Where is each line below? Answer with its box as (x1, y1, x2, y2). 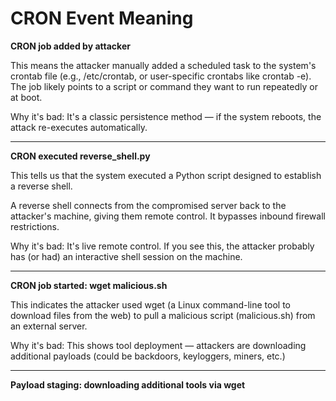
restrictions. (10, 220, 60, 232)
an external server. (10, 320, 88, 332)
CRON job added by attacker (10, 40, 131, 52)
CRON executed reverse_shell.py (10, 150, 151, 162)
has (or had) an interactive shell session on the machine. (10, 250, 243, 262)
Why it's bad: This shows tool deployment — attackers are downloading (10, 339, 307, 351)
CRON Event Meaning (10, 7, 194, 30)
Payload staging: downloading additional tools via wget (10, 378, 246, 391)
